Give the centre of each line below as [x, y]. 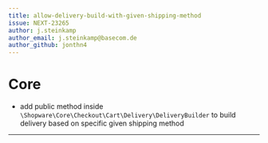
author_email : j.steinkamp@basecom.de [73, 38]
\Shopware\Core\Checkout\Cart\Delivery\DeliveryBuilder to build [128, 115]
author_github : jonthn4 [48, 45]
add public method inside [61, 106]
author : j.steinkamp [43, 30]
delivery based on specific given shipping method [102, 123]
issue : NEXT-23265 [39, 23]
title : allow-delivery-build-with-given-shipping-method [105, 15]
